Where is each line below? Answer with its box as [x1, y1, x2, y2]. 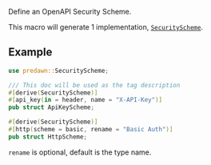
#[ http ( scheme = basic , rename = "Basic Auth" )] [8, 126, 173, 134]
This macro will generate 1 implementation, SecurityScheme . [8, 22, 204, 31]
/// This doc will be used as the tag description [8, 81, 181, 89]
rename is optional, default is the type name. [8, 147, 152, 157]
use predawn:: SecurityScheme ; [8, 66, 109, 74]
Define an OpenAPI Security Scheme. [8, 7, 132, 16]
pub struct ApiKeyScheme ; [8, 103, 94, 111]
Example [8, 46, 53, 59]
